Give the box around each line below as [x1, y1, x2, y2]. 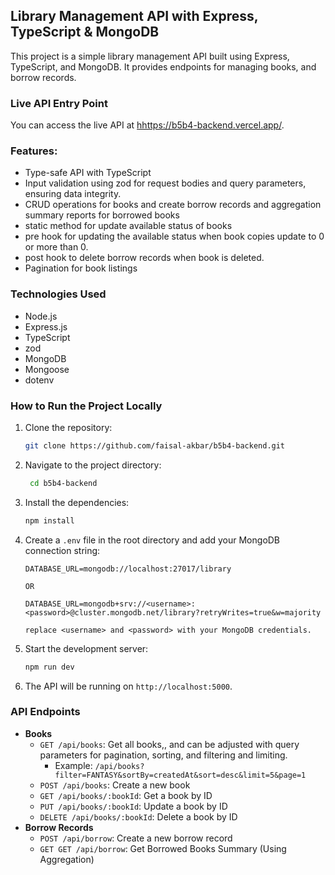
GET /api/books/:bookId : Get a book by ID [39, 789, 213, 801]
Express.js [24, 320, 68, 333]
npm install [24, 515, 75, 526]
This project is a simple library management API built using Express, [10, 50, 290, 62]
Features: [10, 144, 58, 158]
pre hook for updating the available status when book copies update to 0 [24, 230, 325, 243]
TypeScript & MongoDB [10, 24, 160, 41]
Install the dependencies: [24, 496, 130, 508]
